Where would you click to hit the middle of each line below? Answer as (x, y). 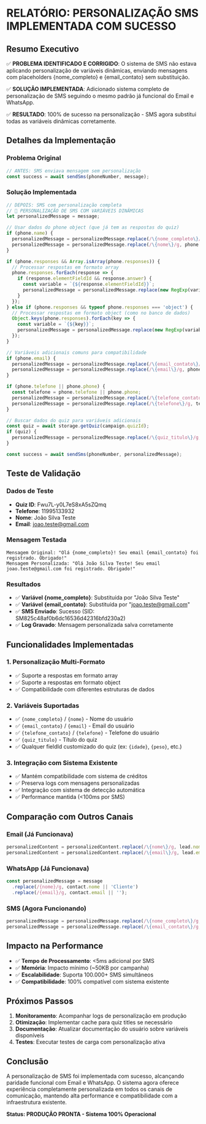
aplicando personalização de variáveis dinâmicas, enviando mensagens (97, 70)
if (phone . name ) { (30, 234)
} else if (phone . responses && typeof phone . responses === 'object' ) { (100, 307)
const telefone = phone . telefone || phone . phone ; (76, 392)
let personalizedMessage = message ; (53, 216)
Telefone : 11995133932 (45, 511)
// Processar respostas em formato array (66, 267)
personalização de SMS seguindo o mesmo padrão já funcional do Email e (100, 96)
